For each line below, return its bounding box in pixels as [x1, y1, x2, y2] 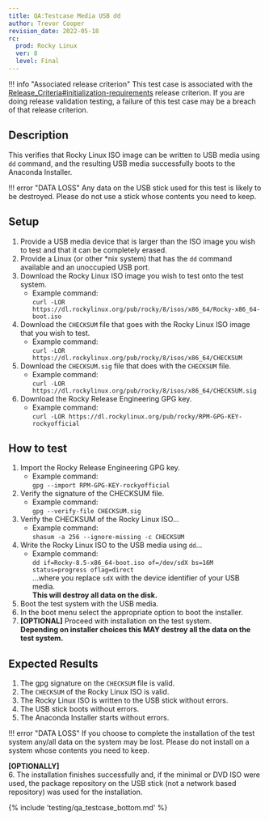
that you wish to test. [19, 328, 90, 338]
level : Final [15, 57, 60, 66]
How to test [8, 441, 67, 455]
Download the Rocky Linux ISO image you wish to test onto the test [19, 270, 244, 280]
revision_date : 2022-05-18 [8, 27, 99, 35]
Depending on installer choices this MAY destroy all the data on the [19, 625, 251, 635]
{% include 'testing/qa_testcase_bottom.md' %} [8, 803, 168, 813]
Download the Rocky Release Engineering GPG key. [19, 393, 192, 403]
